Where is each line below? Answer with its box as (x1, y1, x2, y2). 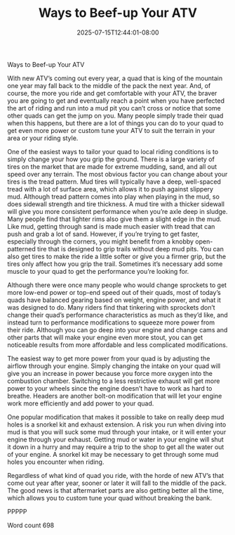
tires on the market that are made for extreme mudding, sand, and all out (7, 162, 217, 170)
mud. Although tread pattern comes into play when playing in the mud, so (7, 192, 220, 201)
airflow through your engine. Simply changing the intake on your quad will (7, 361, 221, 370)
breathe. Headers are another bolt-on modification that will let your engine (7, 391, 222, 400)
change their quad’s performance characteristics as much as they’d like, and (7, 310, 228, 319)
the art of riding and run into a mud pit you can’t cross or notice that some (7, 103, 221, 112)
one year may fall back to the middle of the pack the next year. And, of (7, 81, 211, 89)
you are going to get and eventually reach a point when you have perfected (7, 96, 224, 105)
